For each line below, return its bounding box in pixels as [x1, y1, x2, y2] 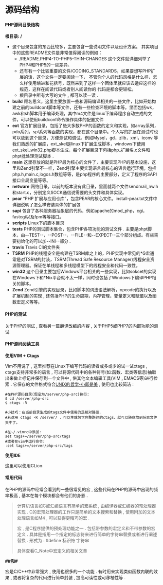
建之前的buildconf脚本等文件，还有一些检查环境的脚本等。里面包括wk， [12, 105, 157, 110]
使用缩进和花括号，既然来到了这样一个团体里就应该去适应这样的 [28, 80, 156, 86]
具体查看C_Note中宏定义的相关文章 [17, 548, 88, 553]
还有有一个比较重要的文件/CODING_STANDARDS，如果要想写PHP [19, 68, 151, 74]
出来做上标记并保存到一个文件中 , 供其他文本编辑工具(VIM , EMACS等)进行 [5, 375, 154, 381]
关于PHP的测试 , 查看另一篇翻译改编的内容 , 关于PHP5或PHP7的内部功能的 [5, 323, 154, 329]
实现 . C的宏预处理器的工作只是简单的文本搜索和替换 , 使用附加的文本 [17, 509, 156, 514]
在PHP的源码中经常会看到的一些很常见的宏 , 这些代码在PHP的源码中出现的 [5, 487, 154, 492]
